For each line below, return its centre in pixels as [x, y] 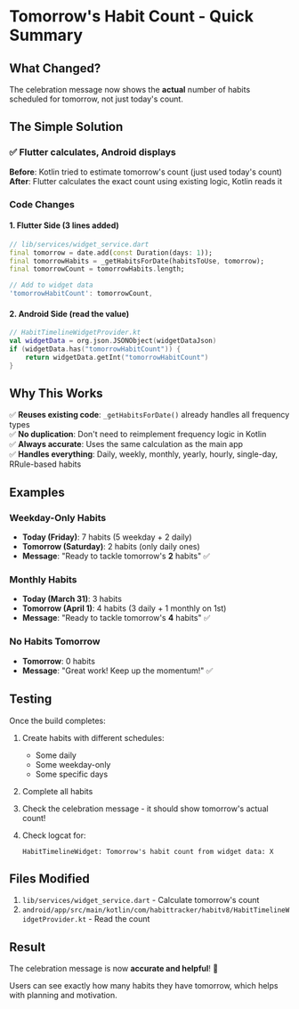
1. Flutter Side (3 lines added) [64, 225]
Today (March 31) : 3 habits [72, 599]
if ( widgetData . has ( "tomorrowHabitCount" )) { [95, 349]
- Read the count [119, 919]
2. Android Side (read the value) [69, 313]
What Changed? [55, 68]
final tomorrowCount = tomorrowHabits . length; [97, 269]
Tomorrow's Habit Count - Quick [132, 16]
